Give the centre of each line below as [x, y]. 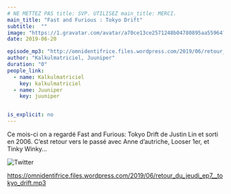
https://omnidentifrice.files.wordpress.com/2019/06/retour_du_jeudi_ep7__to [115, 175]
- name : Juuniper [38, 90]
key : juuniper [40, 96]
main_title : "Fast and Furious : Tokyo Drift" [75, 20]
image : [16, 33]
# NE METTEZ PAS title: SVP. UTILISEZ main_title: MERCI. [92, 13]
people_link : [26, 71]
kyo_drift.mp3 [27, 183]
